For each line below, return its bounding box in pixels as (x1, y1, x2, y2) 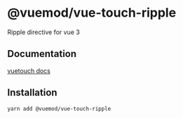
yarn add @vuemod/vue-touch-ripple (7, 105, 111, 112)
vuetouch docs (7, 66, 50, 74)
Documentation (7, 48, 77, 60)
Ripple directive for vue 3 (7, 28, 81, 36)
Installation (7, 87, 57, 99)
